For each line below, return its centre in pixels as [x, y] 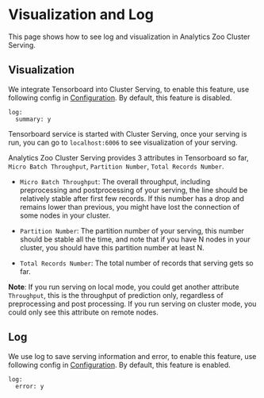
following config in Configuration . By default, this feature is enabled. [120, 365]
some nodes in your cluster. [65, 215]
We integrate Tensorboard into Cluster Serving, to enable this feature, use [129, 89]
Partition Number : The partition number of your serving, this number [132, 230]
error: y [30, 386]
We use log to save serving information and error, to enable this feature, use [132, 356]
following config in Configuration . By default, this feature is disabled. [120, 98]
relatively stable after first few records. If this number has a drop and [132, 198]
